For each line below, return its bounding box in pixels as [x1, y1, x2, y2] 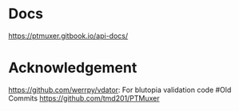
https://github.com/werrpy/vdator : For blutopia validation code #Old [8, 85, 232, 94]
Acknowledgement [8, 59, 137, 77]
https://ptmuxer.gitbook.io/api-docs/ [8, 31, 129, 40]
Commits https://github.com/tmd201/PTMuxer [8, 93, 160, 103]
